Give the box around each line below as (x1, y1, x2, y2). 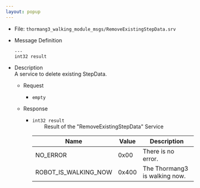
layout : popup (5, 8, 41, 15)
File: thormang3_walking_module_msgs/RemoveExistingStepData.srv (14, 25, 176, 32)
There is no (142, 147, 174, 155)
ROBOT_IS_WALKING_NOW (35, 168, 113, 176)
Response (23, 105, 48, 112)
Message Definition (14, 36, 63, 44)
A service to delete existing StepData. (14, 70, 107, 78)
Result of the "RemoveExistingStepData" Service (44, 123, 164, 130)
